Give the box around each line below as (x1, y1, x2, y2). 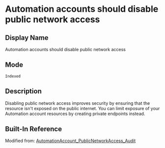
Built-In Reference (5, 125, 62, 133)
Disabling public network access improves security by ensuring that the (5, 100, 150, 106)
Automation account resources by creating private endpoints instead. (5, 111, 145, 117)
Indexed (5, 74, 21, 79)
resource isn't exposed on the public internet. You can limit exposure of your (5, 105, 160, 111)
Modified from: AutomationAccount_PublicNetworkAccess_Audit (5, 138, 136, 144)
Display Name (5, 33, 49, 42)
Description (5, 87, 42, 95)
